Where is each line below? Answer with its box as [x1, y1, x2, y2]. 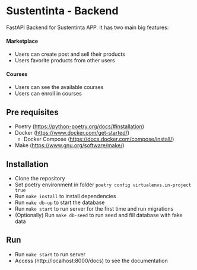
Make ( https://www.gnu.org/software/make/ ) [14, 142, 125, 149]
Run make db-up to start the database [14, 199, 105, 206]
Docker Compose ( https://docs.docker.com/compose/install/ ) [23, 135, 174, 143]
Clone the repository [14, 174, 65, 182]
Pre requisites [6, 107, 59, 117]
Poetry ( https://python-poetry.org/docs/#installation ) [14, 123, 144, 130]
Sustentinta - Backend [6, 4, 119, 18]
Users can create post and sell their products [14, 50, 126, 58]
